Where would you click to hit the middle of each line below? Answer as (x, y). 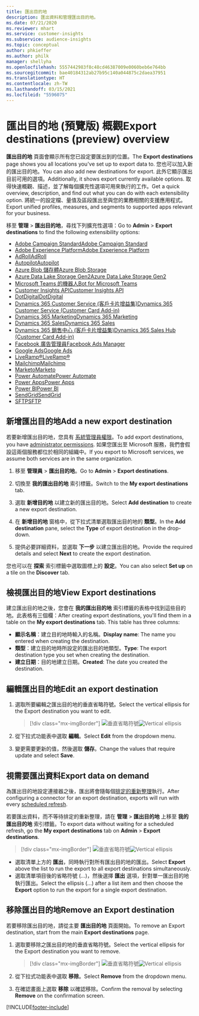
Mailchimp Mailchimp (40, 363)
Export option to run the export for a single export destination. (91, 890)
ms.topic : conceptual (33, 45)
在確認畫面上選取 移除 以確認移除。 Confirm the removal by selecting (99, 989)
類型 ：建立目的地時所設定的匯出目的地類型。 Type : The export (91, 648)
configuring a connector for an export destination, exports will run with (93, 798)
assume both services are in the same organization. (69, 458)
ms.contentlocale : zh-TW (37, 84)
